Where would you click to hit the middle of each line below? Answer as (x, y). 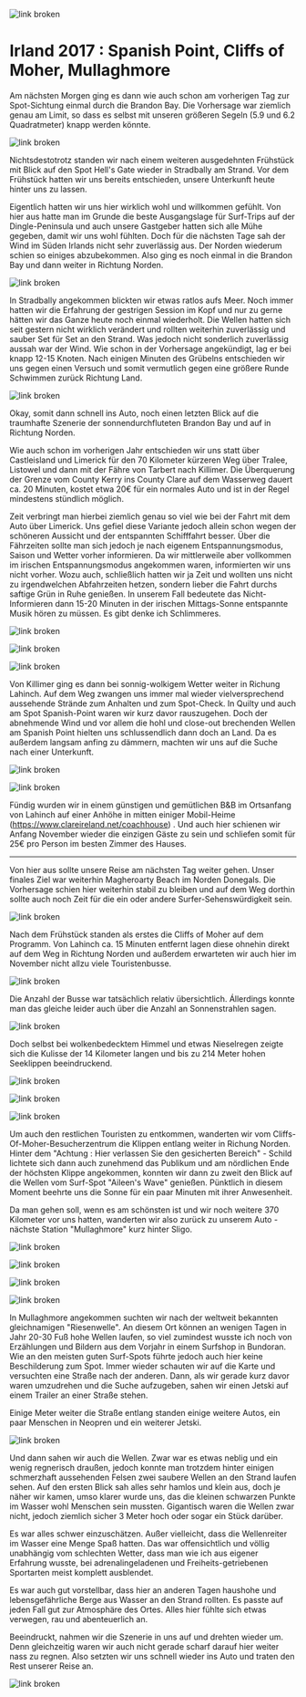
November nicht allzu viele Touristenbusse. (91, 963)
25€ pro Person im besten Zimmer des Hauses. (98, 843)
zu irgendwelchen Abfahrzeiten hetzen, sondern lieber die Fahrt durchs (143, 584)
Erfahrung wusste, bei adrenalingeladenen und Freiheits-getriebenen (139, 1562)
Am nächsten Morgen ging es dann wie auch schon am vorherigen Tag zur (149, 95)
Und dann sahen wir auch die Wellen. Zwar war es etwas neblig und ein (144, 1458)
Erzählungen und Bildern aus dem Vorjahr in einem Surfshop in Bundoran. (148, 1347)
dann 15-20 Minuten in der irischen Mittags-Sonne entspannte (171, 603)
